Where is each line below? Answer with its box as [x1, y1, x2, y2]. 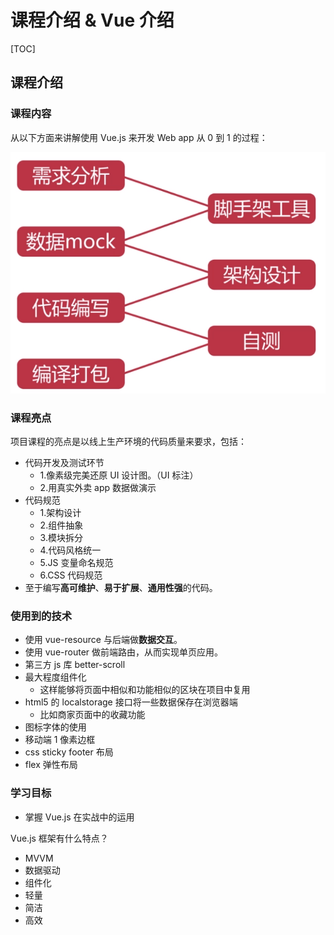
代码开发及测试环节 [24, 457, 105, 469]
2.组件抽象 [39, 519, 84, 531]
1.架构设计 [39, 507, 82, 519]
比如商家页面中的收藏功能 [39, 709, 146, 721]
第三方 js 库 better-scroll [24, 659, 126, 671]
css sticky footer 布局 [24, 746, 114, 758]
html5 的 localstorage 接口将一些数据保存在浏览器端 [24, 696, 238, 708]
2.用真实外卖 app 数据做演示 [39, 482, 157, 494]
